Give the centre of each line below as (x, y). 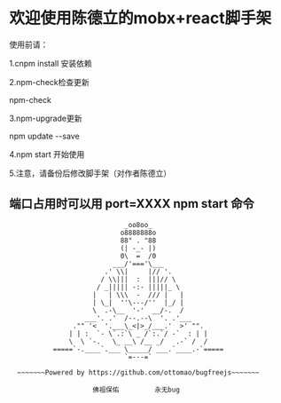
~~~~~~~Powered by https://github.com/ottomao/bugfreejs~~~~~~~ (138, 372)
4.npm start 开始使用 (47, 154)
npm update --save (44, 136)
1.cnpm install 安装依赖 (51, 63)
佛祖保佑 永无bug (136, 390)
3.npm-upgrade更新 (46, 118)
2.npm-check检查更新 (50, 82)
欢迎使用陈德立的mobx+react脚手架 (140, 18)
